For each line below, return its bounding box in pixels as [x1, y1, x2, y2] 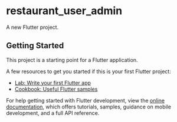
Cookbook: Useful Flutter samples [14, 85, 98, 93]
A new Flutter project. [6, 24, 59, 31]
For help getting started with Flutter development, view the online [6, 97, 165, 104]
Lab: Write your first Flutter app [14, 79, 91, 86]
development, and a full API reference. [6, 109, 100, 116]
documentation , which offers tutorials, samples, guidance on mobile [6, 103, 171, 110]
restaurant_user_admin [6, 4, 123, 18]
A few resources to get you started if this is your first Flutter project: [6, 68, 171, 75]
